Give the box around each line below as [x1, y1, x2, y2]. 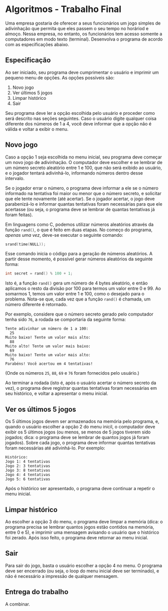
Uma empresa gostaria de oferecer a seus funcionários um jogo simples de [5, 20, 161, 26]
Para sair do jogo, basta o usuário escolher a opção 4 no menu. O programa [5, 562, 162, 568]
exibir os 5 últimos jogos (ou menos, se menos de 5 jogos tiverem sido [5, 429, 151, 435]
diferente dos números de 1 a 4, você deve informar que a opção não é [5, 120, 152, 126]
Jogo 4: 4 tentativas [5, 473, 51, 478]
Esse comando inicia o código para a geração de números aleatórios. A [5, 251, 153, 257]
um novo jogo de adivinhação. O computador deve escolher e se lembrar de [5, 159, 163, 165]
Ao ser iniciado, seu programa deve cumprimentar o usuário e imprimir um [5, 69, 159, 75]
